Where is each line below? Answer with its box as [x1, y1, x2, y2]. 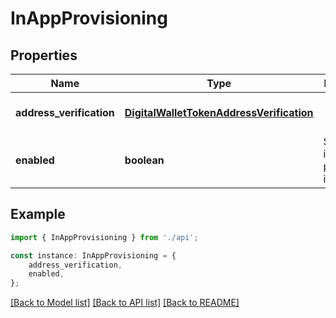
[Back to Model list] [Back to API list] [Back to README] [10, 297, 240, 309]
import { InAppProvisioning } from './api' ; [10, 232, 199, 242]
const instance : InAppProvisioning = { [10, 250, 177, 261]
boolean [124, 153, 165, 167]
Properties [10, 47, 78, 64]
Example [10, 206, 66, 223]
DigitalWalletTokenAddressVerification [124, 106, 314, 119]
